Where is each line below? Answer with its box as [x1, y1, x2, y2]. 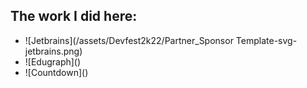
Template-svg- [235, 34, 298, 46]
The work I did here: [10, 8, 138, 25]
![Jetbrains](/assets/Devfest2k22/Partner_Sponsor [24, 34, 234, 46]
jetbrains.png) [24, 45, 83, 57]
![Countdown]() [24, 66, 89, 78]
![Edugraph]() [24, 55, 82, 68]
